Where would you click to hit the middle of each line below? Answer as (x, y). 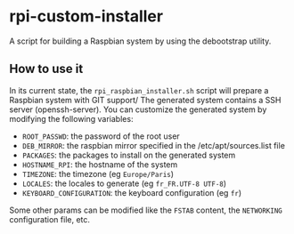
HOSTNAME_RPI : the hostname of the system (100, 164)
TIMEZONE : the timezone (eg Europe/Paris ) (98, 173)
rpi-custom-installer (86, 16)
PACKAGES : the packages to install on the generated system (129, 155)
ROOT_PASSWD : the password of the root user (101, 136)
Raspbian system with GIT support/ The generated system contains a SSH (145, 100)
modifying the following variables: (71, 118)
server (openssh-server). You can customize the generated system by (138, 109)
